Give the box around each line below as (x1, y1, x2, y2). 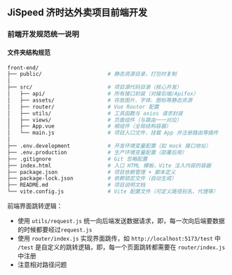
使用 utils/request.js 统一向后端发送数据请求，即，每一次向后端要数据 (17, 217, 226, 225)
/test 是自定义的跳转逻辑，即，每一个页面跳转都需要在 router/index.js (17, 243, 226, 251)
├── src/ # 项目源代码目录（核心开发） (7, 83, 182, 91)
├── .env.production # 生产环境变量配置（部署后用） (7, 149, 187, 156)
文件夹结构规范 (7, 48, 50, 56)
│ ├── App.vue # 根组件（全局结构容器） (7, 123, 172, 130)
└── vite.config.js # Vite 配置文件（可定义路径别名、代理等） (7, 188, 219, 195)
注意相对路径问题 (17, 260, 67, 269)
